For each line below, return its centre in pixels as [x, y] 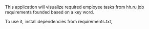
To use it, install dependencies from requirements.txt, [59, 22]
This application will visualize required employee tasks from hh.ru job [74, 7]
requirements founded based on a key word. [50, 12]
